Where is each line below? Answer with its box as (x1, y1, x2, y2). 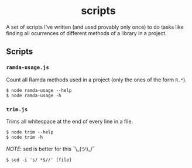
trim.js (6, 106, 28, 112)
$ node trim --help (6, 129, 54, 135)
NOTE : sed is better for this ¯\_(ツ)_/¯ (6, 145, 95, 152)
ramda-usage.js (6, 64, 50, 71)
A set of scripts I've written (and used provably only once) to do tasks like (6, 23, 184, 30)
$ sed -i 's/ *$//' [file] (6, 157, 72, 163)
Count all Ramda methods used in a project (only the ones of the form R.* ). (6, 76, 187, 83)
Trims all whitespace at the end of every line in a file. (6, 118, 133, 125)
